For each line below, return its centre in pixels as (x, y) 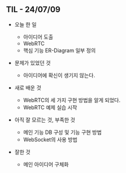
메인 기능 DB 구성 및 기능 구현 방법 (62, 132)
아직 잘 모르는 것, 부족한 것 (45, 120)
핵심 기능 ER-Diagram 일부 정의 (60, 50)
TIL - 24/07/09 (33, 10)
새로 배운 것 (28, 88)
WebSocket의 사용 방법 (50, 139)
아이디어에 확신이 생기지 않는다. (59, 75)
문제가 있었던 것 (32, 63)
